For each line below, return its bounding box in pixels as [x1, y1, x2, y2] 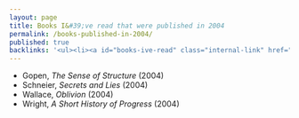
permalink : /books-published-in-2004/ [9, 29, 153, 38]
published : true [9, 37, 69, 47]
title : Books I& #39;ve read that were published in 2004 [9, 21, 225, 30]
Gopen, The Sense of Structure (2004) [21, 70, 165, 81]
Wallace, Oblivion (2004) [21, 90, 114, 100]
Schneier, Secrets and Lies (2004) [21, 80, 149, 90]
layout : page [9, 12, 58, 22]
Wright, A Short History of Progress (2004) [21, 98, 180, 109]
